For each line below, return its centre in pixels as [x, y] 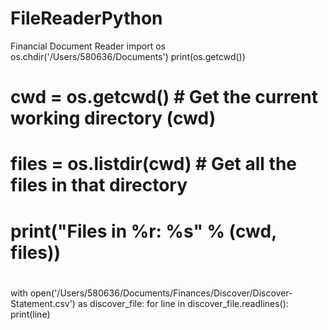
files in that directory [99, 185]
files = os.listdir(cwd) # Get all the [153, 164]
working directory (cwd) [113, 118]
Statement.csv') [43, 303]
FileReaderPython [86, 18]
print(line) [30, 314]
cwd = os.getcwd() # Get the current [164, 97]
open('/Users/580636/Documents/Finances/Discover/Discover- [161, 293]
